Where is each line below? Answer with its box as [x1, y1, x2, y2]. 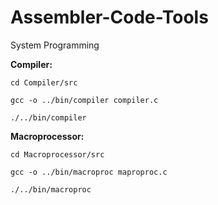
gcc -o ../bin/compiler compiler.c [10, 95, 159, 105]
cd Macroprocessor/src [10, 149, 105, 160]
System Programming [10, 39, 100, 51]
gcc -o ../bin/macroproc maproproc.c [10, 167, 168, 177]
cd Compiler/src [10, 77, 78, 88]
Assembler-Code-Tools [10, 6, 209, 29]
